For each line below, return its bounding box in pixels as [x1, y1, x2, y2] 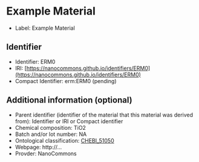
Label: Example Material [15, 24, 76, 32]
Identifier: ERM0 [15, 58, 56, 65]
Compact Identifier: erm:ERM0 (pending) [15, 77, 117, 84]
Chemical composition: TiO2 [15, 124, 86, 131]
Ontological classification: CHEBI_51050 [15, 137, 114, 144]
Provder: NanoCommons [15, 150, 77, 157]
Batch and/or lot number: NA [15, 130, 87, 138]
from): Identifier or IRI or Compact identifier [15, 117, 123, 125]
